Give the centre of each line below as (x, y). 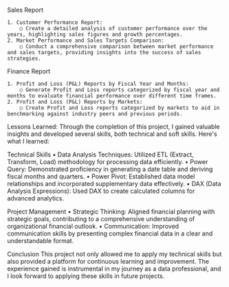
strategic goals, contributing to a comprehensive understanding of (101, 219)
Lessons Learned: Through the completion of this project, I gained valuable (113, 127)
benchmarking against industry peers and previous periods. (95, 114)
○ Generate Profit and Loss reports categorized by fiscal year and (120, 90)
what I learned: (28, 141)
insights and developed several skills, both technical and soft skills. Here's (112, 134)
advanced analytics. (36, 198)
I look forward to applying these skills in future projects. (86, 276)
